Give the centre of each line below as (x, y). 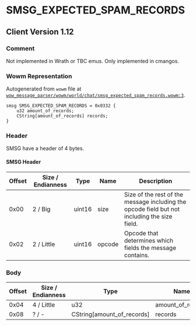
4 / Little (44, 304)
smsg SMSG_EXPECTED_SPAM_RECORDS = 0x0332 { (61, 106)
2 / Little (44, 244)
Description (156, 181)
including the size (148, 216)
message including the (155, 202)
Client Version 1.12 (40, 32)
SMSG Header (24, 162)
